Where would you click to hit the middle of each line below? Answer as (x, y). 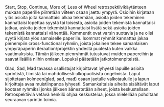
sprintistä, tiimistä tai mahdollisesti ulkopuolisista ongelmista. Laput (73, 74)
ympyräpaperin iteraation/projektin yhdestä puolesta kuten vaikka (71, 49)
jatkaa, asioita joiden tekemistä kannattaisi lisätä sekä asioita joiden (73, 28)
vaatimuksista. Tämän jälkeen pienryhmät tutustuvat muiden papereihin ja (79, 54)
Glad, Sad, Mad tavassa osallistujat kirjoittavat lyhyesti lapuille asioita (75, 68)
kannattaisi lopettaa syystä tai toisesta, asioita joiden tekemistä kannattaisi (80, 22)
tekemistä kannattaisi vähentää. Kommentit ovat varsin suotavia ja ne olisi (79, 33)
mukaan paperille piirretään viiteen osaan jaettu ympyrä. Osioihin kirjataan (80, 12)
